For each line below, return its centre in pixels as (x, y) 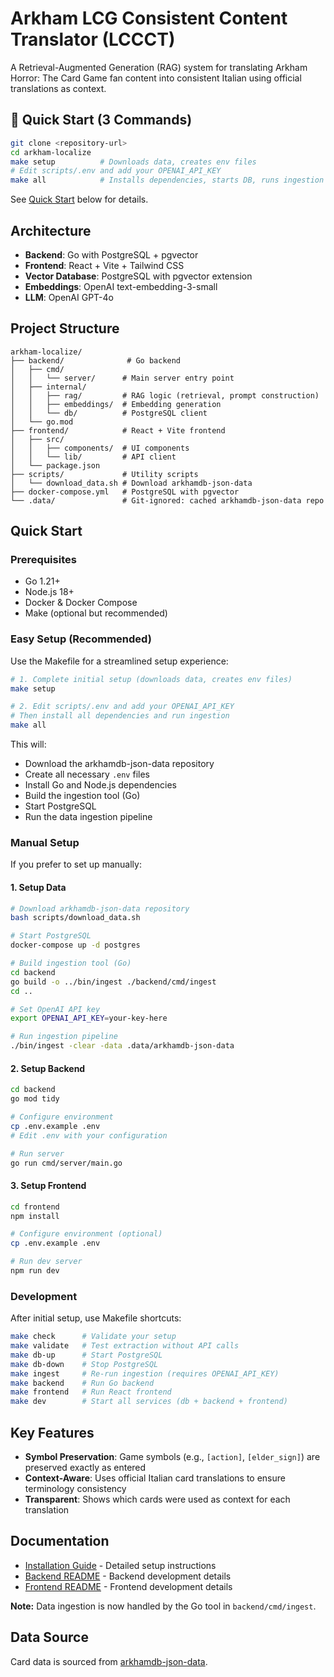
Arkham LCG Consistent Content (149, 18)
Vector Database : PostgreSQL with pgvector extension (138, 276)
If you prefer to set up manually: (76, 864)
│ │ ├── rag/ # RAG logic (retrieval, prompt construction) (165, 395)
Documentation (60, 1541)
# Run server (37, 1153)
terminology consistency (75, 1488)
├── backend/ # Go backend (96, 360)
